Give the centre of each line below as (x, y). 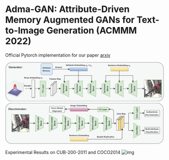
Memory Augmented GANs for (70, 20)
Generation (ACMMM (92, 31)
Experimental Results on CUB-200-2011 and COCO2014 (63, 152)
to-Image (25, 31)
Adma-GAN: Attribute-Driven (67, 9)
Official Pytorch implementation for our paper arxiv (58, 55)
